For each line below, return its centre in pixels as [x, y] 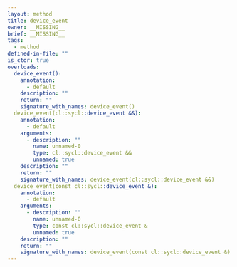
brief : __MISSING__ [36, 34]
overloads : [23, 67]
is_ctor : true [28, 61]
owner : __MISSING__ [36, 27]
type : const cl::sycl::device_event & [90, 226]
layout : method [30, 14]
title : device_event [38, 21]
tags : [15, 41]
